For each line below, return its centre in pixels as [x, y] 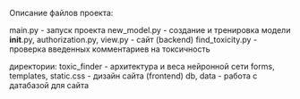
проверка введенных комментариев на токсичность [110, 49]
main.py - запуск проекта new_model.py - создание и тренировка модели [150, 30]
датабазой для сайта [49, 85]
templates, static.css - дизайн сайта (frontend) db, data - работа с [133, 76]
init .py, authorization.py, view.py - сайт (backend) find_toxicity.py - [133, 40]
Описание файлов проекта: [61, 13]
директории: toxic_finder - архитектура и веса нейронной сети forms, [142, 66]
